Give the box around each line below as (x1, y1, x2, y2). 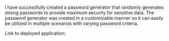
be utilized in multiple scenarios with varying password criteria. (5, 20, 139, 26)
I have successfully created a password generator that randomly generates (5, 5, 164, 10)
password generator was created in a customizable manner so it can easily (5, 15, 164, 21)
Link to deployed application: (5, 30, 66, 36)
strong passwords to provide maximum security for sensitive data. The (5, 10, 155, 16)
